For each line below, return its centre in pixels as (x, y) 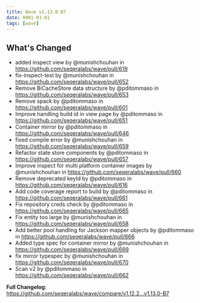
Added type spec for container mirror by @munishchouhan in (92, 243)
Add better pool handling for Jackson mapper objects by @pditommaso (104, 230)
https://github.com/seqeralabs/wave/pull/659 (72, 146)
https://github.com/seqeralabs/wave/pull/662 (72, 275)
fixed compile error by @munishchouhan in (69, 140)
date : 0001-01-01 (28, 18)
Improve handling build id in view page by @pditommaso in (89, 114)
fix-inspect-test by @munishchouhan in (64, 75)
